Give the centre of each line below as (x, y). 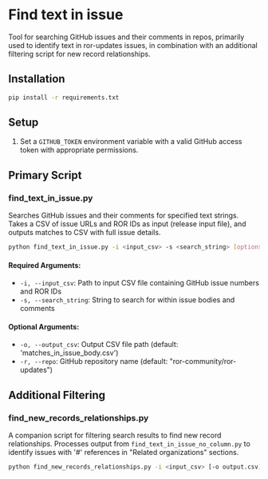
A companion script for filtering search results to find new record (115, 435)
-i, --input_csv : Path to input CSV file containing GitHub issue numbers (139, 283)
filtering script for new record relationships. (79, 54)
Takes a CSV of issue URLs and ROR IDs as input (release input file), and (127, 224)
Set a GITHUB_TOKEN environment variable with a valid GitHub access (131, 142)
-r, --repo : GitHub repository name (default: (94, 361)
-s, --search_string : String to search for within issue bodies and (127, 300)
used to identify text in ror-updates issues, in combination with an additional (133, 45)
